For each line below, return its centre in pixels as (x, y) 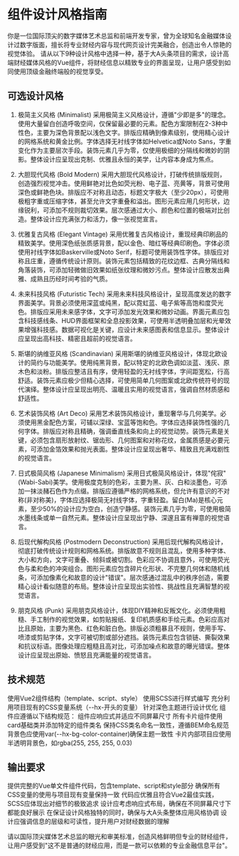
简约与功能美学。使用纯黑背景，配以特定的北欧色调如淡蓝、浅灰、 (127, 362)
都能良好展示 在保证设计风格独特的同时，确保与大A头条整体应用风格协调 (113, 812)
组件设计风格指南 (58, 15)
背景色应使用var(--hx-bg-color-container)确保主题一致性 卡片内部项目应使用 (119, 734)
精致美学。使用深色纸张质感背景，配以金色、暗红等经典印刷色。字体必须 (123, 243)
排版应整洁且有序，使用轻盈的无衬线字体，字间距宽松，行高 (142, 371)
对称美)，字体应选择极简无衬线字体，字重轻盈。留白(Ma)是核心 (124, 499)
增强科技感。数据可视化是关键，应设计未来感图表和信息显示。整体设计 (127, 330)
